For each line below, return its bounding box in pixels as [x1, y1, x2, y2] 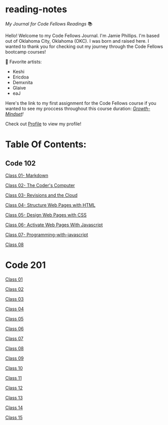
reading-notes [5, 4, 68, 15]
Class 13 [5, 394, 23, 401]
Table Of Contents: [5, 139, 87, 150]
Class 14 [5, 404, 23, 411]
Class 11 [5, 375, 22, 381]
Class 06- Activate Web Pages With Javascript [5, 222, 103, 228]
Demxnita [12, 79, 33, 85]
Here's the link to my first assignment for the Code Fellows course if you [5, 100, 156, 106]
